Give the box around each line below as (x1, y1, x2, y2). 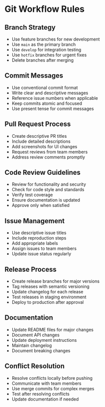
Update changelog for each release (11, 289, 84, 295)
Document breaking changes (11, 347, 71, 354)
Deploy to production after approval (11, 299, 84, 305)
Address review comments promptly (11, 154, 85, 160)
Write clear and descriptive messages (11, 90, 89, 96)
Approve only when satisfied (11, 203, 70, 208)
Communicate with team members (11, 380, 81, 386)
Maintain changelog (11, 342, 52, 348)
